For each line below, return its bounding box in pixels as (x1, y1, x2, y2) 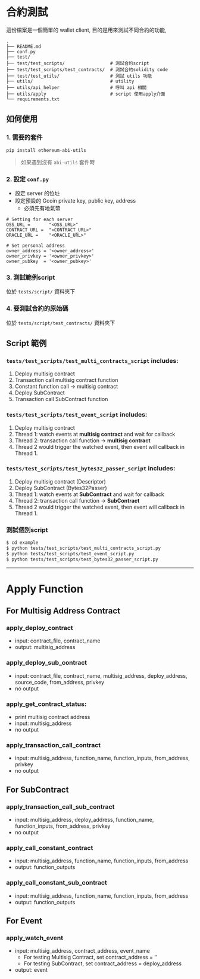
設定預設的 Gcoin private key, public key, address (14, 197, 136, 204)
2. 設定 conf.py (6, 175, 49, 183)
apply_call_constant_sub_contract (6, 879, 107, 887)
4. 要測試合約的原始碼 (6, 304, 68, 313)
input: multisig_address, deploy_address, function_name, (14, 816, 154, 824)
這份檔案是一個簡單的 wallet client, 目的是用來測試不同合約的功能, (6, 26, 167, 33)
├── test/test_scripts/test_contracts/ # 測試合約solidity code (6, 66, 168, 72)
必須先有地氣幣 (23, 204, 61, 212)
